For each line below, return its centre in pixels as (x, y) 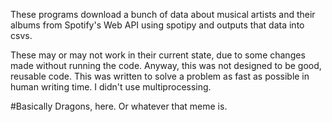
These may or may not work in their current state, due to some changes (158, 55)
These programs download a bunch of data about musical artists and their (163, 14)
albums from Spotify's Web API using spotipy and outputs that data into (157, 25)
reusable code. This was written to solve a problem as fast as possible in (160, 76)
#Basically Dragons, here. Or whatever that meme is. (119, 106)
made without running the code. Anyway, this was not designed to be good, (166, 65)
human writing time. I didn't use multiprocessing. (111, 87)
